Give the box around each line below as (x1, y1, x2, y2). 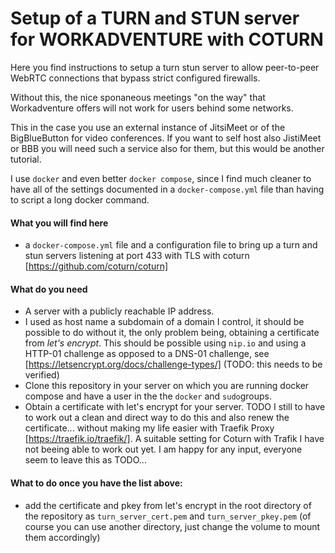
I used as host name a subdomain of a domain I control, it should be (24, 316, 305, 328)
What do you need (10, 283, 88, 295)
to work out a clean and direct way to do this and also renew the (24, 412, 290, 424)
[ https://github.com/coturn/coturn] (24, 260, 169, 272)
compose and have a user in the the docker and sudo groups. (24, 390, 273, 402)
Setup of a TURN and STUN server (10, 7, 300, 30)
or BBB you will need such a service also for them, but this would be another (10, 142, 325, 154)
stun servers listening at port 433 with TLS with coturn (24, 250, 250, 262)
